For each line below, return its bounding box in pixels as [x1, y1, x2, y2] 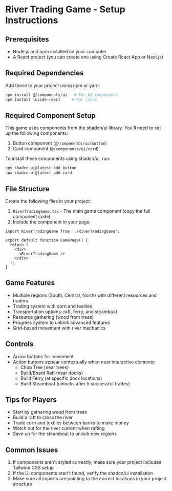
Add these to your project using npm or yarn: [5, 82, 100, 88]
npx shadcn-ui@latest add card [5, 170, 72, 175]
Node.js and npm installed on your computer [12, 49, 107, 54]
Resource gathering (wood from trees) [12, 314, 94, 320]
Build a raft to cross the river [12, 414, 73, 421]
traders [12, 297, 28, 303]
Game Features [5, 278, 55, 288]
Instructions [5, 14, 58, 26]
